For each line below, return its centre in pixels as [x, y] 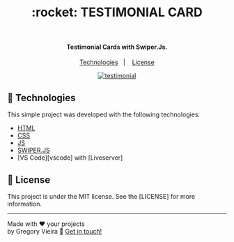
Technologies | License [117, 62]
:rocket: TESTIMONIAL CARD [117, 12]
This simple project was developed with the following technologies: [104, 114]
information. [25, 204]
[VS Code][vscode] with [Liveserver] [70, 158]
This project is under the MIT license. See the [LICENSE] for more [101, 197]
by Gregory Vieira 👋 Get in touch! [55, 232]
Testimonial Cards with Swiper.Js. [117, 47]
